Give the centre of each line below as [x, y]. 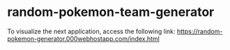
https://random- [200, 31]
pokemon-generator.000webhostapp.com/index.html [84, 38]
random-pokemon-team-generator [111, 12]
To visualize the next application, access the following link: [91, 31]
